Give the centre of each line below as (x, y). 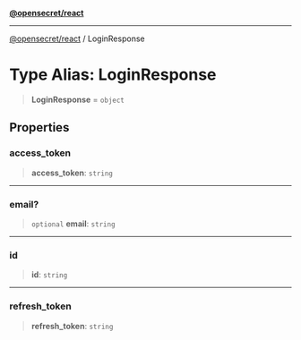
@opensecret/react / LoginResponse (77, 38)
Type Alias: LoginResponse (113, 75)
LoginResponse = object (78, 99)
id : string (49, 275)
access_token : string (72, 173)
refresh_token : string (72, 326)
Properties (39, 127)
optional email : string (73, 224)
